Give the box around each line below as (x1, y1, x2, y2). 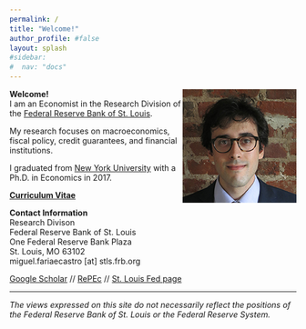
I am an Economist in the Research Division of (9, 98, 181, 109)
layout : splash (9, 44, 67, 53)
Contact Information (9, 207, 88, 218)
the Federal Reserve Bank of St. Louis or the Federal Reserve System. (9, 309, 270, 320)
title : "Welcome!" (9, 24, 79, 34)
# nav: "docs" (9, 63, 67, 72)
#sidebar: (9, 53, 47, 63)
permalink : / (9, 15, 59, 24)
